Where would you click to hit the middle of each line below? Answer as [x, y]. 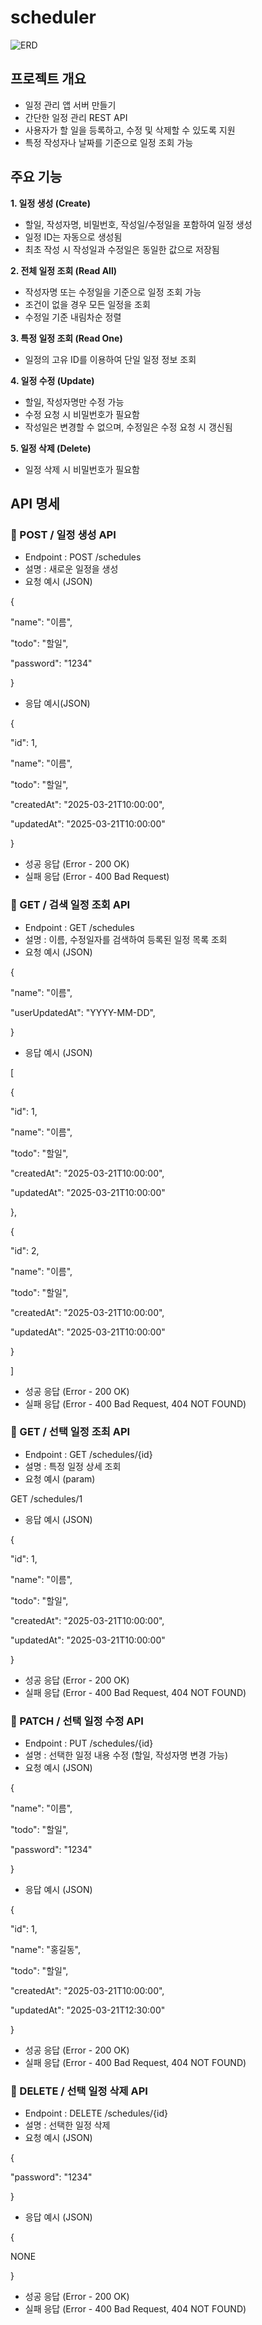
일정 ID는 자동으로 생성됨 [73, 237]
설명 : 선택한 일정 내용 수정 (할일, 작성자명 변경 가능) [126, 1755]
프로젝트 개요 [48, 79]
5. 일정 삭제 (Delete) [51, 448]
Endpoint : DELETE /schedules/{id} [96, 2113]
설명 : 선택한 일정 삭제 [67, 2125]
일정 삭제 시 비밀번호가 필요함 [82, 469]
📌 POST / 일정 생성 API [63, 534]
